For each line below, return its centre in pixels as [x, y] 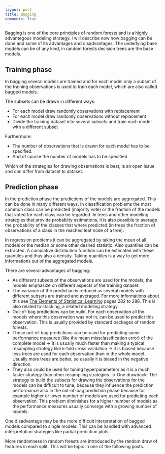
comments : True [21, 19]
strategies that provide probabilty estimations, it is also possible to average [81, 220]
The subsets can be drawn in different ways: [50, 101]
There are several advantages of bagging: [48, 271]
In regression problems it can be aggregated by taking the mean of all [76, 240]
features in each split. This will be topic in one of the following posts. [75, 446]
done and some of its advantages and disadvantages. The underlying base [81, 44]
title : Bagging [21, 14]
